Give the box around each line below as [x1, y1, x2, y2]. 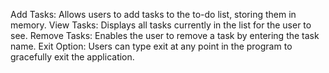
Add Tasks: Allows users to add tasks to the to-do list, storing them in [10, 9, 297, 20]
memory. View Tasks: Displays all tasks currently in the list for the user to [10, 19, 312, 31]
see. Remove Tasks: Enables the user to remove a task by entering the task [10, 30, 320, 41]
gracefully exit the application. [10, 51, 135, 63]
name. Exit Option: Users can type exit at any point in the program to [10, 40, 293, 52]
